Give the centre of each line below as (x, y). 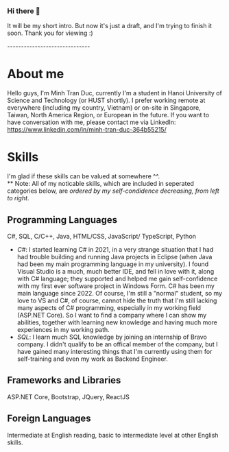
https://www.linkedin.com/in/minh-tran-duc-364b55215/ (87, 130)
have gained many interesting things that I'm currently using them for (114, 351)
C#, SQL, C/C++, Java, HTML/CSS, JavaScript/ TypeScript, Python (102, 236)
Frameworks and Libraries (64, 380)
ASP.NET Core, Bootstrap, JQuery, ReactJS (69, 396)
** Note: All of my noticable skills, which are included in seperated (100, 184)
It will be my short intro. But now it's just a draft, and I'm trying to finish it (110, 26)
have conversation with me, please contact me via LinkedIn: (92, 122)
